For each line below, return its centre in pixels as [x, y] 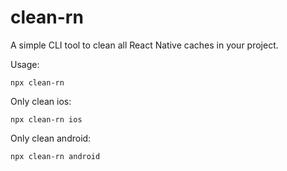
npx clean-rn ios [46, 119]
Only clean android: [51, 138]
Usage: [25, 64]
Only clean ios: [41, 101]
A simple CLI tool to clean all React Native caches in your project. [144, 45]
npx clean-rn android [55, 156]
